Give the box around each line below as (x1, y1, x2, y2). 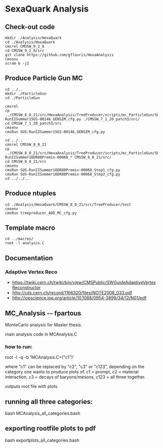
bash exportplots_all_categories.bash (5, 437, 80, 443)
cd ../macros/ (5, 237, 34, 241)
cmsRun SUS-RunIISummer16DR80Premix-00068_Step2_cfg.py (5, 172, 120, 176)
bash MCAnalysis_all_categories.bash (5, 411, 81, 416)
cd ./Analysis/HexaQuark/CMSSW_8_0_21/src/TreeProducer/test (5, 202, 131, 207)
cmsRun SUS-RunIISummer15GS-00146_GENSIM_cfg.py (5, 129, 105, 134)
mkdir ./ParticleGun (5, 91, 47, 96)
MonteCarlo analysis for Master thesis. (5, 321, 82, 328)
